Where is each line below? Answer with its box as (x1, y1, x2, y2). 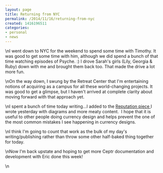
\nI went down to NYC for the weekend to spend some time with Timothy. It (5, 48, 156, 54)
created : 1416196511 (5, 21, 47, 26)
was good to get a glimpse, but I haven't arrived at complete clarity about (5, 89, 153, 95)
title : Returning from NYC (5, 12, 60, 17)
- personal (5, 30, 27, 35)
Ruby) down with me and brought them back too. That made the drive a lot (5, 63, 155, 69)
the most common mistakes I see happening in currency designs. (5, 119, 136, 125)
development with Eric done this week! (5, 153, 83, 159)
